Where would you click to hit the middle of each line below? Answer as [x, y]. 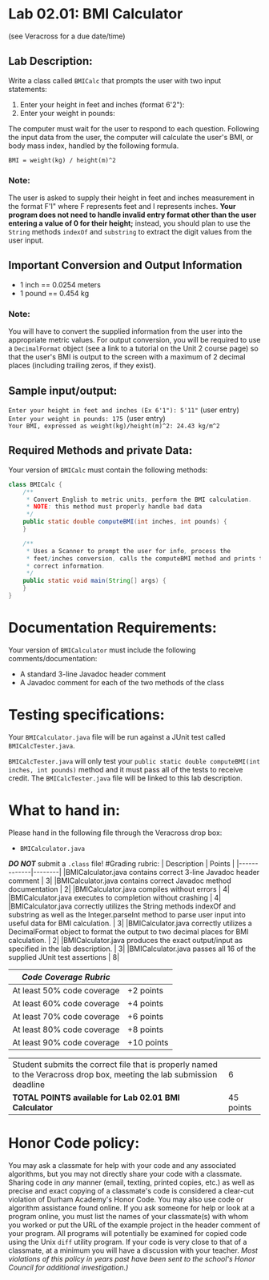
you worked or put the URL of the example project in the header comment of [134, 1225]
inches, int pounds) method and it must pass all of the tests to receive [126, 769]
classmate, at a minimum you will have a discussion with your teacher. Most [133, 1250]
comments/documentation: [53, 658]
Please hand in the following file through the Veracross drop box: [115, 833]
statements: [28, 89]
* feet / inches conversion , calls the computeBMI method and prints [141, 558]
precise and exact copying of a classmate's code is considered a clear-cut [131, 1190]
